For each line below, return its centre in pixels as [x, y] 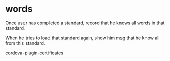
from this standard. [25, 43]
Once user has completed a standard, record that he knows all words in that [85, 23]
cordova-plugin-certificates [34, 53]
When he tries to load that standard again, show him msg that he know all [82, 38]
